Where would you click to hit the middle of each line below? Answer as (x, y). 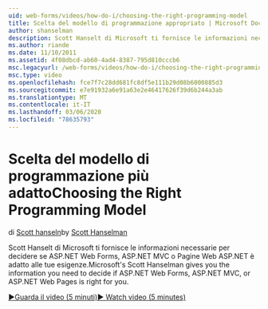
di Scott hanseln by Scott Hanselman (68, 232)
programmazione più (79, 176)
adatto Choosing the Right (95, 193)
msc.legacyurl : (33, 68)
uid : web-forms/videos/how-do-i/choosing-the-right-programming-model (128, 16)
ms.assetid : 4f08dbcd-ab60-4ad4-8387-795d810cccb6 (94, 61)
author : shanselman (41, 30)
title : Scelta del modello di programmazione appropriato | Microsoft (128, 23)
